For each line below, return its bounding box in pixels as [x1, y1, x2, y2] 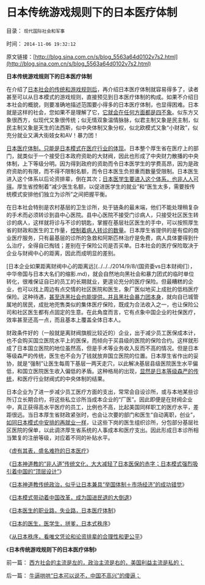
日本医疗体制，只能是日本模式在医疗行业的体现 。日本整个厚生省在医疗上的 [6, 145, 193, 152]
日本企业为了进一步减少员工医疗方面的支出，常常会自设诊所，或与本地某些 [6, 388, 193, 395]
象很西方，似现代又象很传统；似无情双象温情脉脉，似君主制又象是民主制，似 [6, 116, 199, 123]
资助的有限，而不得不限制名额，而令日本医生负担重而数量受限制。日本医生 [11, 167, 199, 175]
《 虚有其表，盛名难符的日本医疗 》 [6, 447, 92, 454]
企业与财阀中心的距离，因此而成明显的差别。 [6, 249, 119, 257]
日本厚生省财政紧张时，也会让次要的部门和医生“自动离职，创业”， [32, 411, 198, 418]
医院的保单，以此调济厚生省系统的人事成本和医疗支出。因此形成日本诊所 [11, 426, 193, 434]
